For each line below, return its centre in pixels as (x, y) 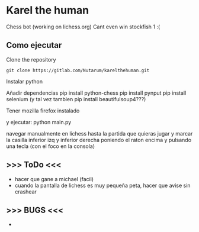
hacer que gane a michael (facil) (54, 179)
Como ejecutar (34, 45)
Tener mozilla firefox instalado (43, 111)
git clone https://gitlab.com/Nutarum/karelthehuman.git (78, 70)
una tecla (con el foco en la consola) (51, 146)
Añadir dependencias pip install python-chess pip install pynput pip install (96, 93)
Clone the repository (31, 59)
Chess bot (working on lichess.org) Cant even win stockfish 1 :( (83, 27)
